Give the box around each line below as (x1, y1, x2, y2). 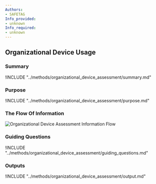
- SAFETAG (5, 12, 26, 17)
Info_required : (5, 26, 36, 31)
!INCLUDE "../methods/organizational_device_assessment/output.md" (5, 173, 146, 179)
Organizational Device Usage (5, 48, 96, 57)
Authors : (5, 7, 23, 12)
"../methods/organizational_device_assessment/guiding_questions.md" (5, 150, 149, 155)
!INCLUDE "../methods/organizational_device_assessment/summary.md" (5, 74, 152, 80)
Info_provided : (5, 16, 36, 21)
